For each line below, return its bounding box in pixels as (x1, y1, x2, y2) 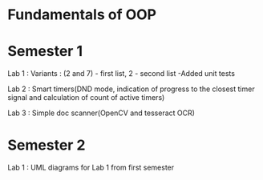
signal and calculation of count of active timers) (7, 93, 165, 102)
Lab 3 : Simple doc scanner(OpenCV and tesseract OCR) (7, 108, 196, 118)
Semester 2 (7, 136, 86, 154)
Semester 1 (7, 42, 83, 61)
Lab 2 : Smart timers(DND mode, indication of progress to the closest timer (7, 84, 255, 94)
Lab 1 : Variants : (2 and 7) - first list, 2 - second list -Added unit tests (7, 69, 236, 78)
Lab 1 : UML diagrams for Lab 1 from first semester (7, 162, 175, 173)
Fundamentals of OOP (7, 6, 157, 24)
